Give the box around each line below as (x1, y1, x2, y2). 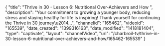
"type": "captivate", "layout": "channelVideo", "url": (5, 31, 110, 36)
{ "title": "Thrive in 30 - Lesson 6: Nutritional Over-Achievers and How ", (5, 4, 153, 10)
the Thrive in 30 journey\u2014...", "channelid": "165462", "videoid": (5, 20, 145, 26)
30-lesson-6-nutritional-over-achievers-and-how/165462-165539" (5, 36, 143, 42)
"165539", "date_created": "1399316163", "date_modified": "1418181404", (5, 25, 155, 31)
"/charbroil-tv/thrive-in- (111, 31, 160, 36)
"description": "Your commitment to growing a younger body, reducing (5, 9, 151, 15)
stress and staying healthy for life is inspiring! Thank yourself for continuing (5, 15, 161, 20)
